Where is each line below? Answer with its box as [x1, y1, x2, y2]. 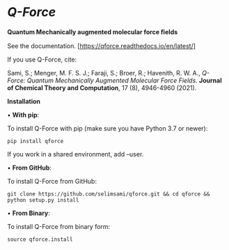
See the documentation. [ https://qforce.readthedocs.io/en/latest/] [7, 41, 196, 50]
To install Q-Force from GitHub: [7, 177, 97, 185]
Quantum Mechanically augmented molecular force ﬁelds [7, 27, 178, 36]
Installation [7, 97, 40, 105]
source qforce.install [7, 235, 73, 243]
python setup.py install [7, 196, 79, 203]
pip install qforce [7, 138, 64, 145]
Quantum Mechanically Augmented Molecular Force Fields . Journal [26, 76, 222, 84]
